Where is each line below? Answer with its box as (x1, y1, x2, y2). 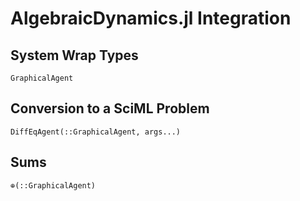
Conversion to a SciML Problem (10, 100, 210, 117)
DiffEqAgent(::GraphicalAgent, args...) (10, 127, 182, 137)
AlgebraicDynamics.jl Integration (10, 7, 292, 30)
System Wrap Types (10, 47, 139, 64)
